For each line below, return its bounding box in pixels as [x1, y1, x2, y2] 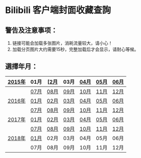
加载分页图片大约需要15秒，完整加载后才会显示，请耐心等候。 [12, 46, 139, 52]
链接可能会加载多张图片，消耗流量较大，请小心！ [12, 40, 113, 46]
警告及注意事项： [5, 26, 58, 34]
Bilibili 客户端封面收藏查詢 [5, 4, 111, 16]
